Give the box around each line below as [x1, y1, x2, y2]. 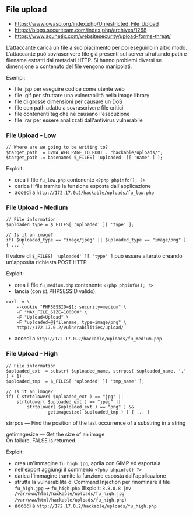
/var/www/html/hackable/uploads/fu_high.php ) [14, 496, 127, 503]
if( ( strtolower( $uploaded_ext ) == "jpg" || [6, 394, 124, 400]
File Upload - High [6, 350, 58, 358]
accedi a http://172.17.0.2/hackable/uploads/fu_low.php [14, 189, 155, 196]
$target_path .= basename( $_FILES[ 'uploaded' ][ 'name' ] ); [6, 155, 163, 161]
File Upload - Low [6, 131, 57, 139]
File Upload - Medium [6, 203, 68, 212]
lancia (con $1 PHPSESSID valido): [14, 288, 97, 295]
